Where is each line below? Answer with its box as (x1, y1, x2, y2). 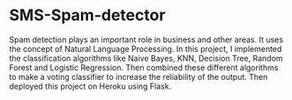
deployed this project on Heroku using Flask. (9, 81, 172, 91)
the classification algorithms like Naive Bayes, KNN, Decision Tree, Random (9, 53, 284, 63)
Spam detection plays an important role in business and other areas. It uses (9, 34, 284, 45)
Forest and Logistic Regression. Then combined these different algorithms (9, 62, 279, 73)
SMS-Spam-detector (9, 5, 166, 25)
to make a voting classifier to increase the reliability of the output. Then (9, 71, 268, 82)
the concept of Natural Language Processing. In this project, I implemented (9, 43, 282, 54)
